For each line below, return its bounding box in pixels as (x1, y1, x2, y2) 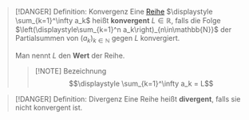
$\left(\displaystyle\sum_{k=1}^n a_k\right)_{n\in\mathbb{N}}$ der (14, 25, 232, 34)
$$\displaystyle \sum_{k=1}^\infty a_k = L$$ (68, 78, 214, 88)
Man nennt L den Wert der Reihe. (14, 50, 125, 60)
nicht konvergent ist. (14, 102, 83, 112)
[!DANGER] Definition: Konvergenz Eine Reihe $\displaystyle (14, 7, 213, 16)
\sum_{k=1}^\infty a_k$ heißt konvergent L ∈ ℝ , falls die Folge (14, 16, 221, 25)
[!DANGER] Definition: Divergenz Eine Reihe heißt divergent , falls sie (14, 94, 241, 103)
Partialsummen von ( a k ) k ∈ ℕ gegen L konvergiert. (14, 34, 180, 45)
